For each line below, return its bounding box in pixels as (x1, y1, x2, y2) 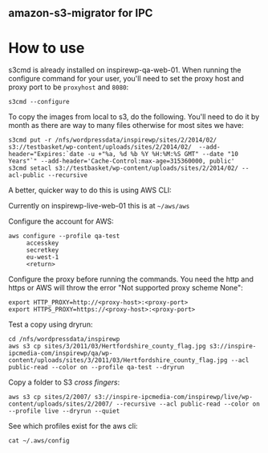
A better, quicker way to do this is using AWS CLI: (8, 185, 173, 196)
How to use (8, 39, 85, 57)
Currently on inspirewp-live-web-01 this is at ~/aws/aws (8, 201, 190, 211)
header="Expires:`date (8, 150, 84, 159)
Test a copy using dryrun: (8, 319, 93, 329)
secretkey (26, 246, 59, 254)
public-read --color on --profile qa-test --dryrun (8, 364, 185, 372)
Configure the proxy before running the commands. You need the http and (8, 274, 254, 284)
